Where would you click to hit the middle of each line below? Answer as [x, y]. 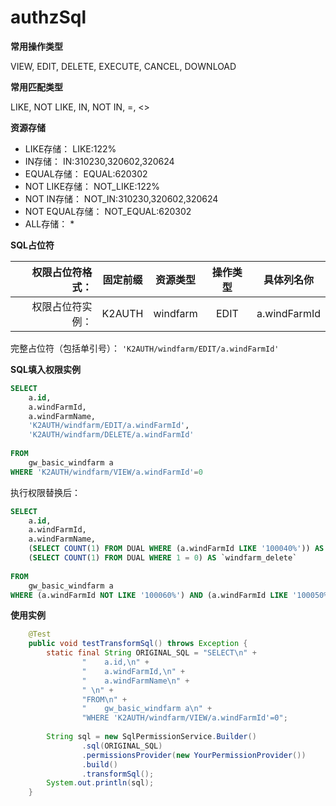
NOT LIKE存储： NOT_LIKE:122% [92, 186]
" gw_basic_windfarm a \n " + [147, 709]
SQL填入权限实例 [45, 369]
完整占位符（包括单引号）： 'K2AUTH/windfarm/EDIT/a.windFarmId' [145, 348]
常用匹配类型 [36, 87]
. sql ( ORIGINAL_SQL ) [122, 746]
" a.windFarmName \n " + [135, 681]
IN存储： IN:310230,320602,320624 [99, 161]
